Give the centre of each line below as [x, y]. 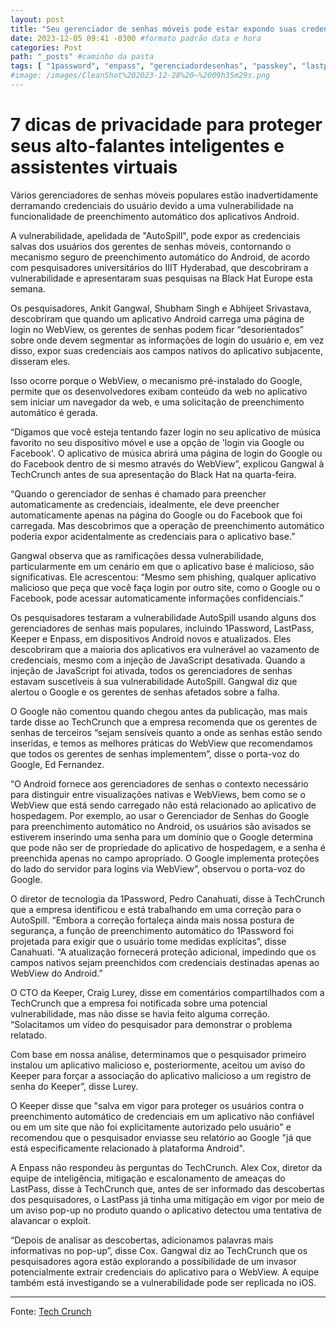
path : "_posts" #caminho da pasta [82, 57]
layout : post [37, 19]
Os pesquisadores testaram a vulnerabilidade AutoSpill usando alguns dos [163, 617]
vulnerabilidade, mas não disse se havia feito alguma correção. [140, 1013]
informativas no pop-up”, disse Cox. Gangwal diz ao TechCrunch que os [159, 1250]
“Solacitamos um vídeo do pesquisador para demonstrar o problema [151, 1024]
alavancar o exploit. [51, 1220]
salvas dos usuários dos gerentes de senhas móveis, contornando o [151, 246]
